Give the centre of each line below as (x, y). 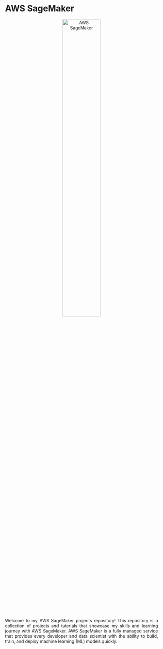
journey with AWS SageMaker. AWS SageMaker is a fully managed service (81, 631)
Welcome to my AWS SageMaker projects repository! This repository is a (81, 620)
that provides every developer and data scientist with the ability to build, (81, 636)
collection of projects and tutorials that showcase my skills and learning (81, 626)
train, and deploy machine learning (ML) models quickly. (61, 641)
